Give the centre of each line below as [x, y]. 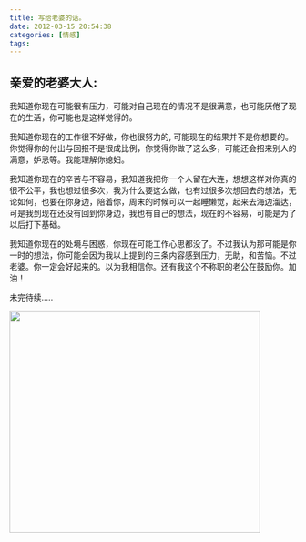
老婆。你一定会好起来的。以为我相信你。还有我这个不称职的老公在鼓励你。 [149, 267]
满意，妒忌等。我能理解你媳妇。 [69, 159]
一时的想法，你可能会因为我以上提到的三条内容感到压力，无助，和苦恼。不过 [153, 255]
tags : [20, 43]
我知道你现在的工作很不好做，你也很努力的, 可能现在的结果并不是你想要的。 [151, 137]
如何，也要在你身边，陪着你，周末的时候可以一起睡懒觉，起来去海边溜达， [157, 202]
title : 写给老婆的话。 [48, 18]
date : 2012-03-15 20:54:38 [61, 26]
